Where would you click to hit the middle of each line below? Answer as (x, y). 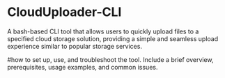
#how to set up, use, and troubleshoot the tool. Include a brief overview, (110, 59)
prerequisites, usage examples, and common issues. (83, 67)
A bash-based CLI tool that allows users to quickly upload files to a (103, 31)
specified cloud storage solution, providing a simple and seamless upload (113, 38)
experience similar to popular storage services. (75, 46)
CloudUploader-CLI (64, 12)
